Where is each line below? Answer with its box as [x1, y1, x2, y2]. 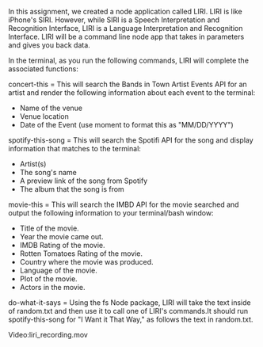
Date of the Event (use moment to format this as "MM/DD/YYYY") [19, 120, 234, 129]
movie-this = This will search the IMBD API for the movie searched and [8, 200, 239, 209]
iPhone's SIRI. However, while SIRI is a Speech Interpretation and [8, 15, 220, 25]
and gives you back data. [8, 40, 91, 50]
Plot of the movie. [19, 274, 78, 284]
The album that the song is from [19, 185, 124, 193]
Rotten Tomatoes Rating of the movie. [19, 249, 143, 258]
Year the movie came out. [19, 232, 104, 241]
